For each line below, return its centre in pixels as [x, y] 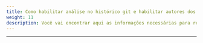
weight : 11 [20, 17]
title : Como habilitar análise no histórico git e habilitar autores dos [101, 12]
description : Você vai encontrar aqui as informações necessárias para [98, 23]
